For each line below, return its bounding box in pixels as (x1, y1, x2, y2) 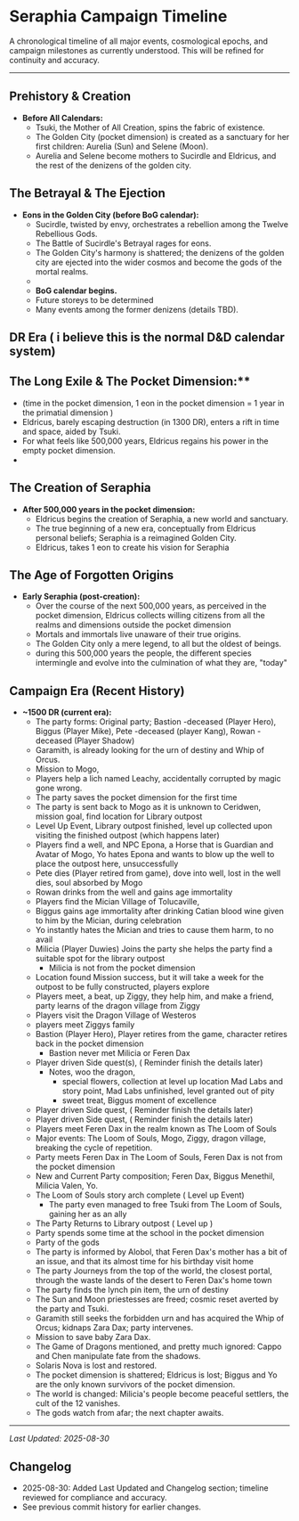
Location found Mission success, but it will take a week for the (35, 972, 264, 983)
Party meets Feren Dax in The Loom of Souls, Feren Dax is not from (35, 1152, 283, 1163)
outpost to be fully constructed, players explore (35, 982, 210, 993)
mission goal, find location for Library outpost (35, 811, 203, 822)
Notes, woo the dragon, (48, 1067, 136, 1077)
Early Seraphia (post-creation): (21, 591, 141, 602)
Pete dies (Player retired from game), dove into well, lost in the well (35, 868, 281, 879)
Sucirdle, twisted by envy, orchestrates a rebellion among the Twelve (35, 218, 289, 229)
